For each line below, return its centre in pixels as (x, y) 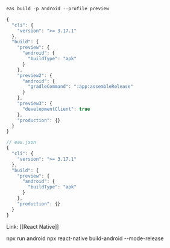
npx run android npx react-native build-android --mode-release (85, 238)
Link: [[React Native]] (33, 226)
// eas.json (21, 142)
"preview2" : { (35, 75)
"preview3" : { (35, 104)
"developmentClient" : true (56, 109)
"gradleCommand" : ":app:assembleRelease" (81, 87)
